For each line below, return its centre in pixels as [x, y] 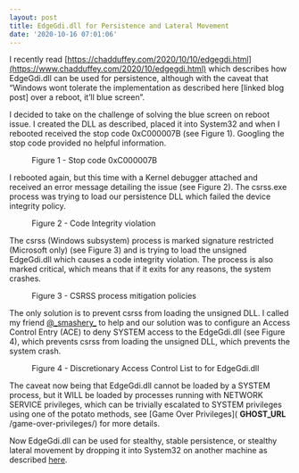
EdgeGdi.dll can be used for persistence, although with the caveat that [139, 79]
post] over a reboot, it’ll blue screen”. [77, 97]
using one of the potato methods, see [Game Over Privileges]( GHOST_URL [148, 414]
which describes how [248, 69]
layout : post [33, 17]
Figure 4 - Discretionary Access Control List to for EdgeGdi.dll [145, 369]
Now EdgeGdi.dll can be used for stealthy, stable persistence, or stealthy [143, 441]
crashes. [25, 278]
